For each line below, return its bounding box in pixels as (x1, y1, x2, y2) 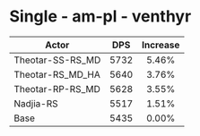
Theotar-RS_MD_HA (13, 68, 100, 81)
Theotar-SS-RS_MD (13, 54, 101, 66)
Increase (142, 38, 180, 51)
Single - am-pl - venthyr (9, 6, 192, 27)
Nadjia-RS (13, 97, 58, 109)
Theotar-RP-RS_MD (13, 82, 100, 95)
